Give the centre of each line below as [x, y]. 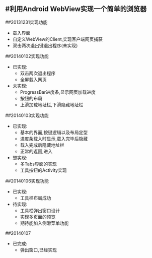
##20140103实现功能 [27, 115]
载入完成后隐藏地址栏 [42, 145]
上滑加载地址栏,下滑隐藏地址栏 [52, 104]
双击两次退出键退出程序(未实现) [45, 45]
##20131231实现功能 [26, 22]
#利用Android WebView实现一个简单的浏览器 [76, 9]
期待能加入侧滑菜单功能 [44, 223]
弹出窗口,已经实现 [38, 250]
